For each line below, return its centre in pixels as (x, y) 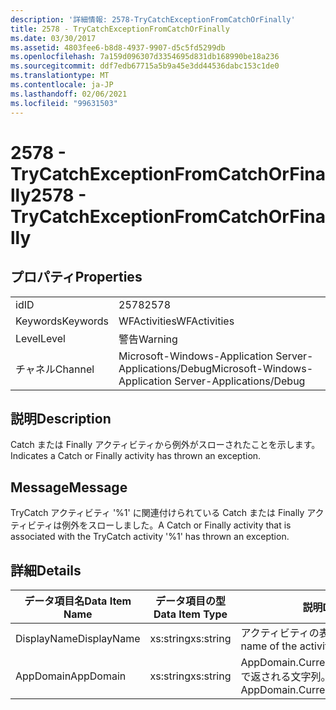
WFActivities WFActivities (176, 321)
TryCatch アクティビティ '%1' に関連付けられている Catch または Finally (157, 513)
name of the (269, 646)
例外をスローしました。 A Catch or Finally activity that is (176, 525)
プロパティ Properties (76, 277)
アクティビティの (280, 633)
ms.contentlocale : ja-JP (62, 85)
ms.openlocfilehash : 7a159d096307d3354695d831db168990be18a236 (145, 57)
